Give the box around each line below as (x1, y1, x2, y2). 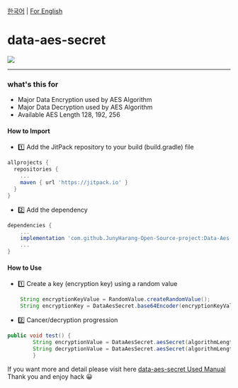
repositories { (13, 166, 59, 173)
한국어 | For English (7, 7, 63, 15)
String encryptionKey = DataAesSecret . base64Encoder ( (20, 302, 182, 310)
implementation (20, 235, 65, 242)
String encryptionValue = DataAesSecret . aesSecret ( (33, 338, 189, 346)
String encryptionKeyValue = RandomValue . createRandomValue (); (20, 296, 211, 303)
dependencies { (7, 222, 52, 229)
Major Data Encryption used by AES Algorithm (17, 96, 152, 104)
